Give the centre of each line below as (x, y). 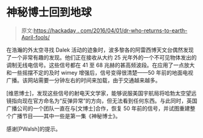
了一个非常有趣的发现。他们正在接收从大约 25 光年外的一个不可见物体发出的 (101, 57)
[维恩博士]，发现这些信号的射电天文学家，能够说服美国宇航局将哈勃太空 (96, 93)
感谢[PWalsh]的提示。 (34, 129)
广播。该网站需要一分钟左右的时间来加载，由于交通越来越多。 (84, 80)
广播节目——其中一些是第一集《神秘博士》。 (66, 116)
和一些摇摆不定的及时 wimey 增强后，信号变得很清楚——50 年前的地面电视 (100, 72)
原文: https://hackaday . (50, 30)
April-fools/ (36, 37)
